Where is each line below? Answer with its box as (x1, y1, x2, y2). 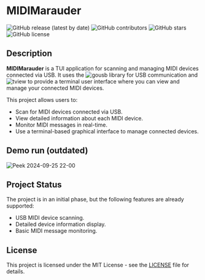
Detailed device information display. (15, 220, 106, 228)
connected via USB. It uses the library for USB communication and (6, 71, 198, 79)
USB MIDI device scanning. (15, 214, 85, 222)
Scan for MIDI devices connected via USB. (15, 108, 123, 115)
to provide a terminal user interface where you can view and (27, 77, 180, 85)
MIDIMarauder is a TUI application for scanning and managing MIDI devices (6, 64, 199, 72)
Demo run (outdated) (6, 146, 88, 156)
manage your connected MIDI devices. (6, 84, 104, 91)
